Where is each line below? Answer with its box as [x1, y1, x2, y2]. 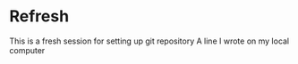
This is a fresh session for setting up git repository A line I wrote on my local [9, 36, 290, 46]
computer [9, 44, 46, 55]
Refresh [9, 6, 70, 27]
